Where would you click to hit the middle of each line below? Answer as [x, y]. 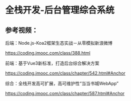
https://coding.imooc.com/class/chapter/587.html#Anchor [65, 93]
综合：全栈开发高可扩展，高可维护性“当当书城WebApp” [62, 83]
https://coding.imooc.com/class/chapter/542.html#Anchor [65, 73]
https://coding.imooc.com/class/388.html [48, 53]
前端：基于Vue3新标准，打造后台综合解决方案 [52, 63]
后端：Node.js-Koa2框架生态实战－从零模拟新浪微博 [59, 43]
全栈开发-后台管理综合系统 [60, 10]
